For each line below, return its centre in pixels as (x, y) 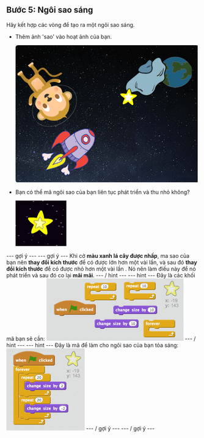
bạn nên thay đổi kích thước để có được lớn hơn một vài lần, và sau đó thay (102, 262)
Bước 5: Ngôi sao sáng (50, 10)
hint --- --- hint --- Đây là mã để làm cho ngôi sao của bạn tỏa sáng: (93, 345)
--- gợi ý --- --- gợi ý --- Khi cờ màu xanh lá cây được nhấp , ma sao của (98, 255)
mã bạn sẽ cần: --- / (101, 338)
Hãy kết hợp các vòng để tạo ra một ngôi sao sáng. (71, 24)
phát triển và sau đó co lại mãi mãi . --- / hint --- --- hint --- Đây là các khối (101, 275)
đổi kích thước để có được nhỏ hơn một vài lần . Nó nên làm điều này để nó (101, 269)
